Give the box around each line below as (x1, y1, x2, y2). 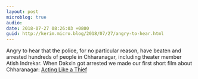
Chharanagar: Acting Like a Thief (6, 66, 88, 73)
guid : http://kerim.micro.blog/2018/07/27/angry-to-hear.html (6, 31, 164, 37)
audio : (6, 20, 23, 26)
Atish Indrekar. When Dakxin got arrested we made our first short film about (6, 60, 193, 67)
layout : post (6, 8, 39, 15)
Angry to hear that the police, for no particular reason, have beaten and (6, 47, 182, 54)
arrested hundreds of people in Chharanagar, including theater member (6, 53, 182, 61)
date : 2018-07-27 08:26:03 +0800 (6, 25, 89, 31)
